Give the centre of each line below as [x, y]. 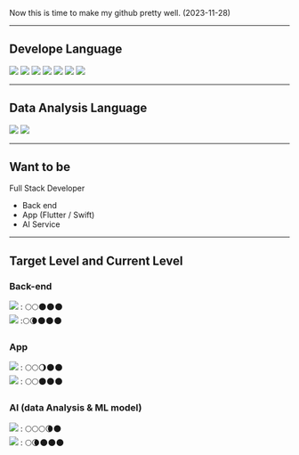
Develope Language [66, 49]
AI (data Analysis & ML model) [76, 408]
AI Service [41, 224]
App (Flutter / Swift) [58, 215]
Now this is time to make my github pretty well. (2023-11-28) [120, 13]
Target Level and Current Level [97, 260]
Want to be [40, 167]
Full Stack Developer [47, 188]
